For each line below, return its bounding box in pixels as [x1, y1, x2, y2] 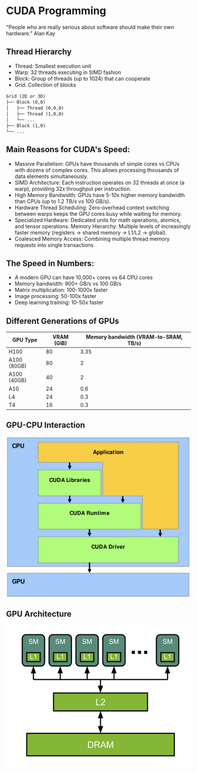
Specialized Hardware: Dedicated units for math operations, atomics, [14, 216, 181, 223]
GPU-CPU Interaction [6, 420, 86, 430]
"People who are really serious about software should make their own [6, 24, 174, 31]
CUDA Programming [6, 4, 107, 18]
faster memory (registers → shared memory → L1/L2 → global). [14, 229, 167, 236]
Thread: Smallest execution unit [14, 62, 91, 69]
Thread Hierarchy [6, 47, 72, 57]
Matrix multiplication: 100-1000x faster [14, 286, 108, 293]
